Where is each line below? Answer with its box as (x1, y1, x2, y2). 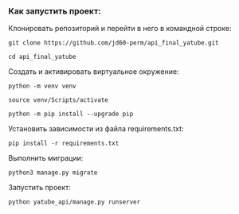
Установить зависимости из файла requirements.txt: (8, 124, 184, 134)
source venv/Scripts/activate (8, 96, 109, 104)
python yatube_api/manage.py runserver (8, 198, 141, 206)
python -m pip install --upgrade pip (8, 110, 134, 119)
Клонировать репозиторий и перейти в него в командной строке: (8, 24, 232, 33)
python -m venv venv (8, 82, 77, 91)
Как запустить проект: (8, 6, 101, 17)
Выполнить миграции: (8, 154, 84, 163)
